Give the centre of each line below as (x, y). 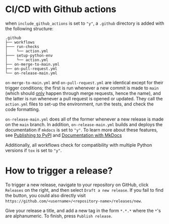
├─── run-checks (22, 46)
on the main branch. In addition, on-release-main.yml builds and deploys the (84, 124)
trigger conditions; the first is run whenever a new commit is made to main (82, 88)
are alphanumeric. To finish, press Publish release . (59, 216)
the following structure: (30, 28)
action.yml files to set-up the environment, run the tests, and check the (79, 104)
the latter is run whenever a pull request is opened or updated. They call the (84, 98)
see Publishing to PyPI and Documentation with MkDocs (64, 135)
